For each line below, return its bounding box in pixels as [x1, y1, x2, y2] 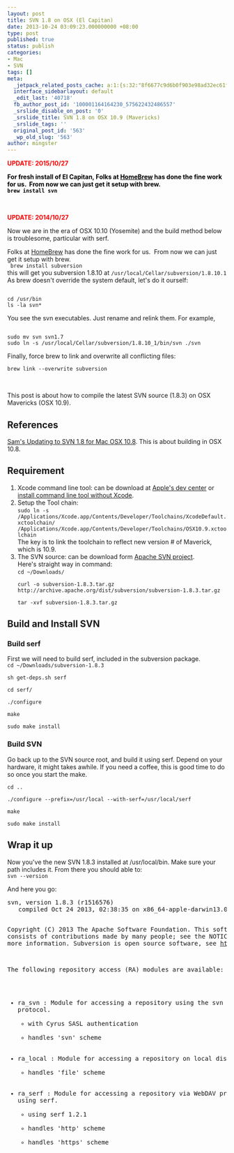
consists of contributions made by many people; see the [7, 932, 206, 940]
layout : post [7, 10, 45, 17]
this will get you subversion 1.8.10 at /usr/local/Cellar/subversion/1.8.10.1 [7, 269, 227, 277]
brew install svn [7, 188, 58, 195]
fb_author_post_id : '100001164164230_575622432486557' [13, 101, 176, 108]
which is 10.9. [17, 545, 57, 553]
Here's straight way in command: [17, 560, 113, 568]
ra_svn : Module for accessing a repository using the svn [17, 999, 224, 1006]
